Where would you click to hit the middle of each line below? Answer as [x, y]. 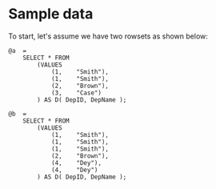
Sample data [51, 14]
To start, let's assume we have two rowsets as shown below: [108, 36]
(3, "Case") [76, 93]
